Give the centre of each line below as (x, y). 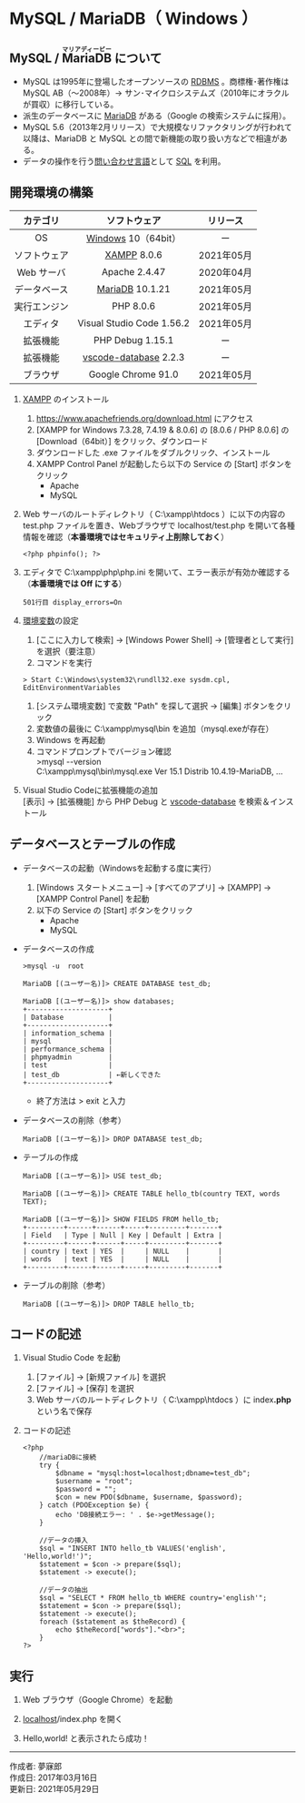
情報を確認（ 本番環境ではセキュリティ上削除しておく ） (126, 536)
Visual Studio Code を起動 (71, 1358)
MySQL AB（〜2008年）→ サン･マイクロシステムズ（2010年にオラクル (156, 93)
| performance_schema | (68, 1049)
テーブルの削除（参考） (66, 1285)
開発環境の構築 (51, 193)
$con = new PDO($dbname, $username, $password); (149, 1497)
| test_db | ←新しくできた (92, 1075)
